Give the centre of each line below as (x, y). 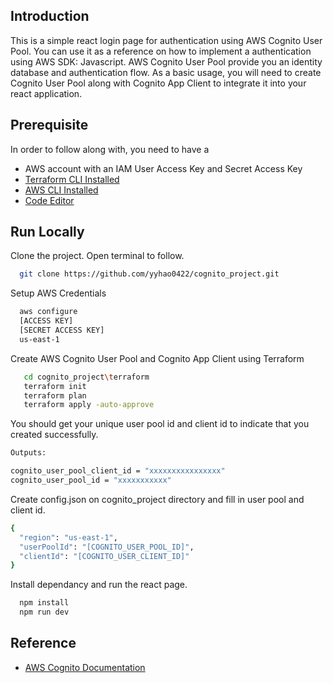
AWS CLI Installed (61, 190)
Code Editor (49, 200)
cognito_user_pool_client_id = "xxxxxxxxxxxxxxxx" (118, 471)
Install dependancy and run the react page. (99, 585)
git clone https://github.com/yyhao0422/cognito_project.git (149, 274)
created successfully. (54, 435)
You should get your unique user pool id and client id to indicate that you (160, 424)
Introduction (50, 16)
